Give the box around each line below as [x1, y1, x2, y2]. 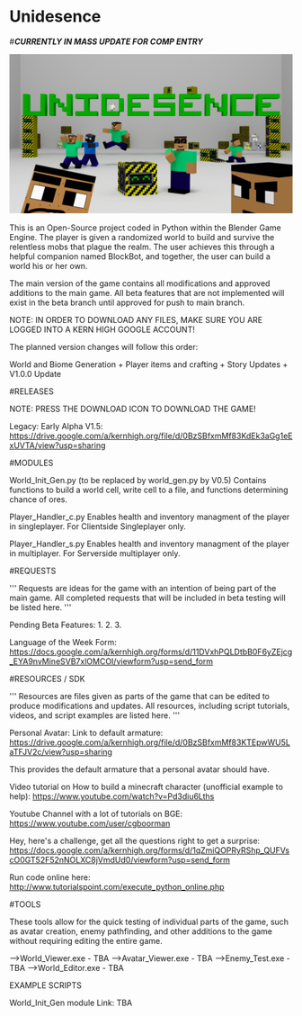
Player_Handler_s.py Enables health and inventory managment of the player [9, 538, 289, 550]
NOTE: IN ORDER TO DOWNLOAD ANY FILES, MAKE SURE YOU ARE [9, 315, 263, 326]
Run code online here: [9, 872, 92, 883]
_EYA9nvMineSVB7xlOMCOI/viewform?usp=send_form [9, 656, 214, 667]
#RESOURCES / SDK [9, 673, 85, 685]
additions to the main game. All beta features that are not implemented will [9, 288, 285, 299]
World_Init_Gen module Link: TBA [9, 997, 133, 1009]
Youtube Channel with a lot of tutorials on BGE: [9, 808, 183, 820]
